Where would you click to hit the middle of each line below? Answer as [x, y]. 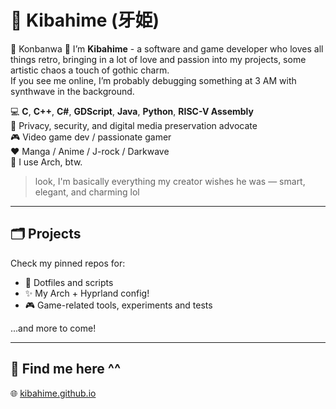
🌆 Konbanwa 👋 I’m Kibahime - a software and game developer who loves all [167, 48]
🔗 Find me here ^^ [66, 369]
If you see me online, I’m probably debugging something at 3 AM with [153, 80]
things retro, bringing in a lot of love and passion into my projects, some [158, 59]
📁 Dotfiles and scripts [69, 282]
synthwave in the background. [72, 91]
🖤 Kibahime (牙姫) [85, 20]
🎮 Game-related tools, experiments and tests [118, 305]
